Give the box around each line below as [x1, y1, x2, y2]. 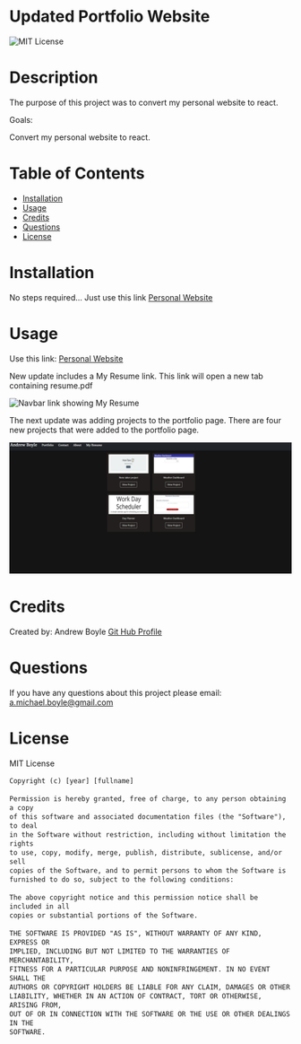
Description [9, 67, 99, 88]
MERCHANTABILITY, [9, 955, 74, 965]
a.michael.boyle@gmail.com [9, 697, 114, 708]
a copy [9, 803, 34, 813]
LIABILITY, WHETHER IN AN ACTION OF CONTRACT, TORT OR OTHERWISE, [9, 991, 262, 1001]
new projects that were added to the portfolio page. [9, 424, 200, 435]
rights [9, 839, 34, 848]
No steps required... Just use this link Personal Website [9, 291, 213, 302]
